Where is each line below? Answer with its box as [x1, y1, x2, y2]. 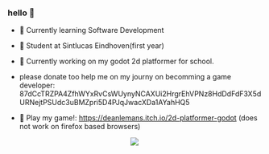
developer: [19, 80, 56, 91]
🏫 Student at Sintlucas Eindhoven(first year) [19, 41, 164, 51]
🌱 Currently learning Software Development [19, 26, 164, 35]
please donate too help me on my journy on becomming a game [19, 72, 231, 82]
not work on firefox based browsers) [19, 122, 141, 132]
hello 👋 [7, 7, 35, 18]
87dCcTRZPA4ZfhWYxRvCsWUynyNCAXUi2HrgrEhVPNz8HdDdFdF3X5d [19, 89, 262, 99]
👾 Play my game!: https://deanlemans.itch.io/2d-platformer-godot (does [19, 113, 259, 123]
